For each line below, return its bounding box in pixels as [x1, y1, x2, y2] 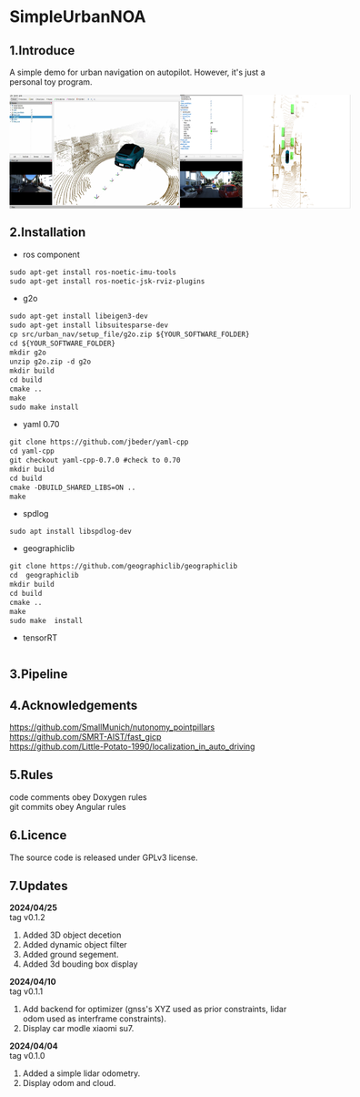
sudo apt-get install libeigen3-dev [9, 312, 148, 321]
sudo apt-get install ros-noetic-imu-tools [9, 267, 177, 277]
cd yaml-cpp [9, 446, 55, 456]
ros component [22, 249, 80, 260]
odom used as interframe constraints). [22, 1013, 166, 1024]
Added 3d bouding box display [22, 959, 138, 969]
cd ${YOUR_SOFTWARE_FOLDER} [9, 339, 116, 348]
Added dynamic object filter [22, 939, 127, 950]
